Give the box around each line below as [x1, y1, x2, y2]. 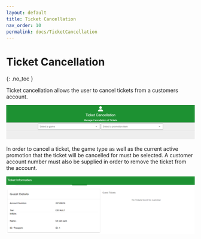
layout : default [6, 10, 47, 16]
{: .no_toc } [6, 75, 33, 82]
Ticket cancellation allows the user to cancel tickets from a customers [6, 87, 178, 94]
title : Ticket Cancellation [6, 16, 77, 22]
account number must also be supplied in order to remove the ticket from [6, 158, 187, 165]
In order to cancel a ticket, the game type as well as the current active [6, 145, 178, 153]
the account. [6, 165, 38, 172]
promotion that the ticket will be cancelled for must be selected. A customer [6, 152, 193, 159]
